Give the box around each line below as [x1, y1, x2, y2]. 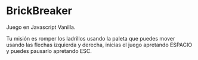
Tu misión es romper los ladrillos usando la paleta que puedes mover [6, 35, 175, 42]
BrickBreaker [6, 4, 73, 18]
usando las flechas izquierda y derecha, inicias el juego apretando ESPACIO [6, 41, 193, 48]
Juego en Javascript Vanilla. [6, 24, 76, 31]
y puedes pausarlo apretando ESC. [6, 47, 92, 54]
